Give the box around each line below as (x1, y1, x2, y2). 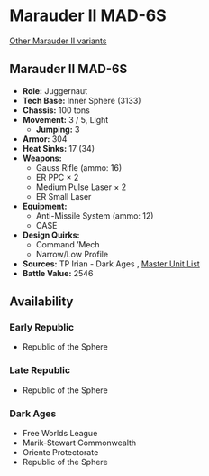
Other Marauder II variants (9, 35, 107, 46)
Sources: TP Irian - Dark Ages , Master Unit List (22, 258, 200, 269)
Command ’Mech (35, 238, 101, 249)
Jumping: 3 (35, 124, 80, 135)
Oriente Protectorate (22, 447, 99, 458)
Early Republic (9, 322, 75, 334)
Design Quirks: (22, 229, 80, 240)
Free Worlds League (22, 428, 98, 439)
